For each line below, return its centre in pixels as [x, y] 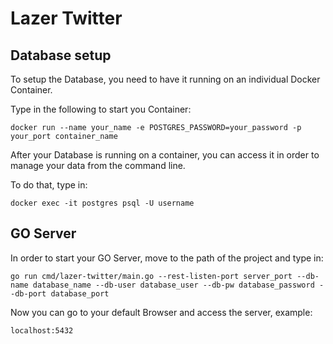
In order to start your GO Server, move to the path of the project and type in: [167, 258]
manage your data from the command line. [98, 165]
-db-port [28, 293]
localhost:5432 [42, 330]
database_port [80, 293]
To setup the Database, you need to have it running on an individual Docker [165, 79]
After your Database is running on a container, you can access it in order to [165, 155]
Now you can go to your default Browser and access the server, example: [161, 312]
